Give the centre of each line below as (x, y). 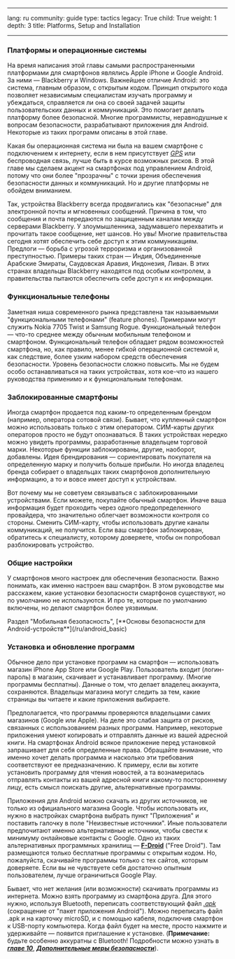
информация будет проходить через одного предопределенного (104, 507)
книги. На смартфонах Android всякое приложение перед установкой (112, 743)
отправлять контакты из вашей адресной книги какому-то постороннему (117, 780)
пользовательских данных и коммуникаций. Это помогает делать (106, 110)
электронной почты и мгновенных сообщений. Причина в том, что (107, 211)
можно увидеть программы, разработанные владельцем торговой (107, 442)
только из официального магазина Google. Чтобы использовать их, (108, 808)
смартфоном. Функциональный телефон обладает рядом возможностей (116, 342)
